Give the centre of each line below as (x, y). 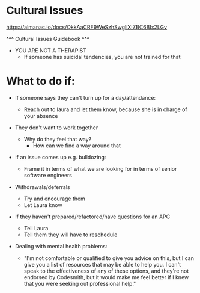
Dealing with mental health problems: (61, 246)
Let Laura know (43, 205)
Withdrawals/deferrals (42, 187)
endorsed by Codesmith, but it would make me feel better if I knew (106, 277)
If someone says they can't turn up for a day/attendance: (85, 97)
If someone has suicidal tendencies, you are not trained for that (102, 57)
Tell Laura (36, 228)
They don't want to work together (56, 128)
